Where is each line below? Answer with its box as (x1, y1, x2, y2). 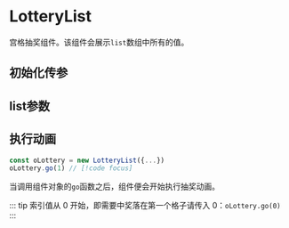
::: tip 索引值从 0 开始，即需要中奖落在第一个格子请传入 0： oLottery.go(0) (9, 200, 282, 211)
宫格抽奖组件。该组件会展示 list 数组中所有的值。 (9, 37, 189, 47)
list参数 (9, 98, 51, 113)
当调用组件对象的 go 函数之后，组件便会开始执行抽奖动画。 (9, 181, 221, 192)
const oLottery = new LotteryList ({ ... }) (9, 156, 165, 165)
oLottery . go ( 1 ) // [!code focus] (9, 164, 133, 173)
